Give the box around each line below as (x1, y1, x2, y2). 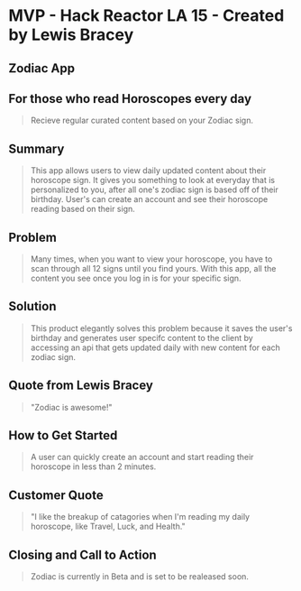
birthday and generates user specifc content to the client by (30, 332, 253, 343)
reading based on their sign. (30, 204, 136, 215)
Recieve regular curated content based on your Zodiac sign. (30, 115, 254, 126)
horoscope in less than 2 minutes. (30, 461, 157, 472)
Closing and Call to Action (8, 547, 157, 562)
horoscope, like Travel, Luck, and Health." (30, 521, 186, 532)
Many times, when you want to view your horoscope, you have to (30, 254, 273, 264)
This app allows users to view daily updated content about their (30, 165, 267, 176)
